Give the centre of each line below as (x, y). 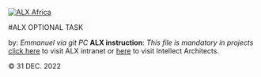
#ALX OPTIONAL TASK (46, 27)
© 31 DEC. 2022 (35, 66)
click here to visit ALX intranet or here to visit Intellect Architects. (114, 51)
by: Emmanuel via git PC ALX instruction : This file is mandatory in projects (131, 42)
